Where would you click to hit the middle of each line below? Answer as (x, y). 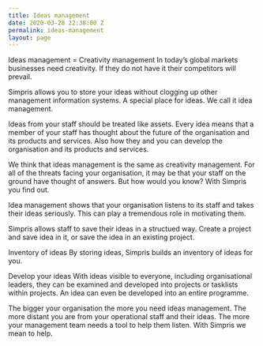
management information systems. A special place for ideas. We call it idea (130, 100)
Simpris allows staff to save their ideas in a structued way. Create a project (130, 229)
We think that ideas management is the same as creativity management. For (131, 165)
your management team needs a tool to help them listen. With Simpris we (127, 325)
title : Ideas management (49, 15)
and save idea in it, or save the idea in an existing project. (101, 237)
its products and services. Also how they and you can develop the (115, 141)
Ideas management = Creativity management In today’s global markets (123, 60)
